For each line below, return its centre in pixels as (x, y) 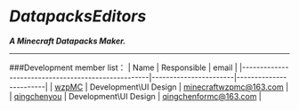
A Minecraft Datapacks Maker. (68, 41)
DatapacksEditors (78, 16)
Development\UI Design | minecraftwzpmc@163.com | (189, 87)
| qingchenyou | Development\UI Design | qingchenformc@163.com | (136, 96)
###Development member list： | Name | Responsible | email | (123, 67)
